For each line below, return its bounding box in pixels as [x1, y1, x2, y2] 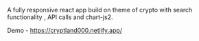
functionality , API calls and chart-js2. [7, 13, 113, 21]
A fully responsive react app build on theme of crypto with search [7, 6, 193, 14]
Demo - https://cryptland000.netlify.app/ [7, 27, 122, 34]
